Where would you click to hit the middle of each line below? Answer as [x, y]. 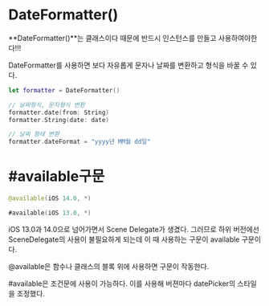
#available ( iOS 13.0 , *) [50, 213]
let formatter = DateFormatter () [64, 90]
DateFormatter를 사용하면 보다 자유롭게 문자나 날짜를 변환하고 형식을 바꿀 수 [128, 65]
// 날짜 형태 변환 [34, 134]
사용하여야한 [238, 38]
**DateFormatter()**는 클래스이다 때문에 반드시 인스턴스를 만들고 [112, 38]
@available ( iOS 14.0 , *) [50, 198]
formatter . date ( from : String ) [59, 112]
